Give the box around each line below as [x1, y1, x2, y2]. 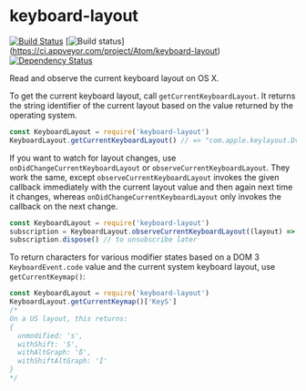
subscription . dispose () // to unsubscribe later [9, 235, 198, 244]
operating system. [9, 109, 77, 120]
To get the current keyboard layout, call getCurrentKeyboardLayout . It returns [9, 90, 296, 101]
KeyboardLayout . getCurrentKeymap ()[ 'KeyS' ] [9, 297, 178, 306]
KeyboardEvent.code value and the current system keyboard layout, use [9, 262, 276, 273]
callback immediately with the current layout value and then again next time [9, 181, 293, 192]
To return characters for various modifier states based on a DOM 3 [9, 252, 260, 262]
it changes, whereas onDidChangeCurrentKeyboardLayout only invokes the [9, 190, 282, 201]
